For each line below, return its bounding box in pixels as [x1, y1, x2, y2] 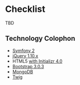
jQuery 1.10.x [12, 53, 38, 59]
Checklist [5, 3, 46, 15]
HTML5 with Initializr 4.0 [12, 58, 63, 64]
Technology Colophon [5, 34, 76, 43]
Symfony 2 [12, 47, 35, 53]
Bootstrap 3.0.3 [12, 63, 44, 69]
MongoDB [12, 69, 33, 75]
